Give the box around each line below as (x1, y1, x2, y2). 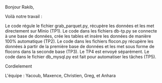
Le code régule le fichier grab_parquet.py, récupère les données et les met (5, 23, 154, 29)
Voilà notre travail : (5, 14, 43, 19)
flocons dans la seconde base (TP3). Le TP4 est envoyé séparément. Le (5, 49, 149, 54)
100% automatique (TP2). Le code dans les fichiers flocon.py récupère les (5, 38, 154, 44)
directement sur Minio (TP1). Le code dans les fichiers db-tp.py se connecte (5, 28, 157, 33)
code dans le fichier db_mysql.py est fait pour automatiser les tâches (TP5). (5, 54, 157, 60)
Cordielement (5, 63, 32, 69)
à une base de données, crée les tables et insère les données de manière (5, 33, 151, 39)
